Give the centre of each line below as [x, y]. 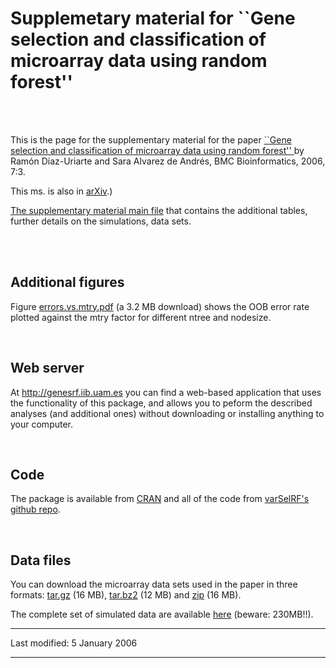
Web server [47, 368]
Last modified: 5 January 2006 [74, 643]
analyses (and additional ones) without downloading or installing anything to [167, 413]
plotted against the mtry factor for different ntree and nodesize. [141, 317]
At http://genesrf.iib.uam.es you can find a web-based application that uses [166, 392]
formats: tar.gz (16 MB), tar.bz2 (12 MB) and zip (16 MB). [126, 595]
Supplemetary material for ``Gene [153, 18]
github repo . [35, 509]
